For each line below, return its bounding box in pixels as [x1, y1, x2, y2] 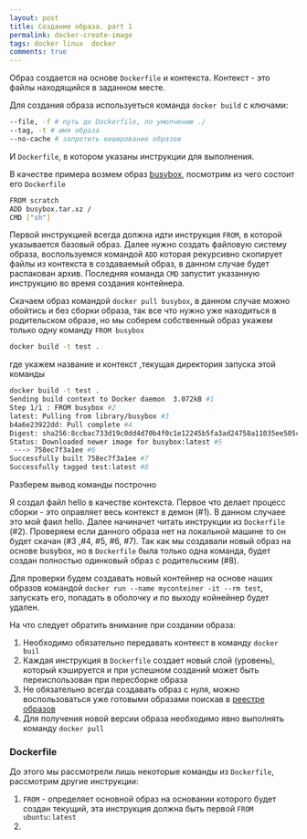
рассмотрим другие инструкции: [9, 776, 139, 787]
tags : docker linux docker [9, 38, 117, 48]
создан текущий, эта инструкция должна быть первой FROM [22, 803, 254, 814]
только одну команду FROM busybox [9, 325, 144, 336]
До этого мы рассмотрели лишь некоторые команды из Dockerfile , [9, 766, 274, 777]
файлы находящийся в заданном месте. [9, 82, 166, 93]
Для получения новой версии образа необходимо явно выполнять [22, 713, 285, 724]
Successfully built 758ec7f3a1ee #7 [9, 454, 149, 464]
